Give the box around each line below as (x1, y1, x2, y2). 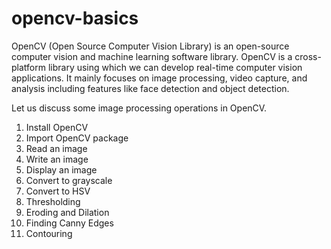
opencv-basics (11, 7, 139, 30)
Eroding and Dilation (25, 206, 110, 218)
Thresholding (25, 195, 81, 207)
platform (11, 61, 46, 73)
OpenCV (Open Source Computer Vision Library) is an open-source (11, 40, 290, 52)
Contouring (25, 227, 73, 239)
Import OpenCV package (25, 132, 129, 144)
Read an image (25, 142, 88, 154)
